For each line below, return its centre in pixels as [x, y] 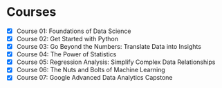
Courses [31, 12]
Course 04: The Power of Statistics [66, 54]
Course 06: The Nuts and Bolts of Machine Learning [91, 70]
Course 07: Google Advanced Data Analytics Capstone [94, 78]
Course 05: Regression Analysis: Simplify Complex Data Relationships [116, 62]
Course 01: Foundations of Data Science [74, 31]
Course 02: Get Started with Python [67, 39]
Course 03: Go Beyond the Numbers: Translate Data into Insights [109, 47]
